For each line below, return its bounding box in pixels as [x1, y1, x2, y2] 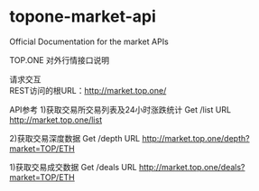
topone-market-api [9, 6, 156, 27]
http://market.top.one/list [9, 114, 102, 125]
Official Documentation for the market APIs [9, 36, 169, 47]
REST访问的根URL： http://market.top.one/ [9, 85, 167, 95]
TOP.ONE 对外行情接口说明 [9, 54, 110, 65]
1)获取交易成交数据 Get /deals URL [9, 161, 137, 172]
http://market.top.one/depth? [142, 132, 250, 143]
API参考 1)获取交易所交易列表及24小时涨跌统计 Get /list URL [9, 104, 232, 114]
